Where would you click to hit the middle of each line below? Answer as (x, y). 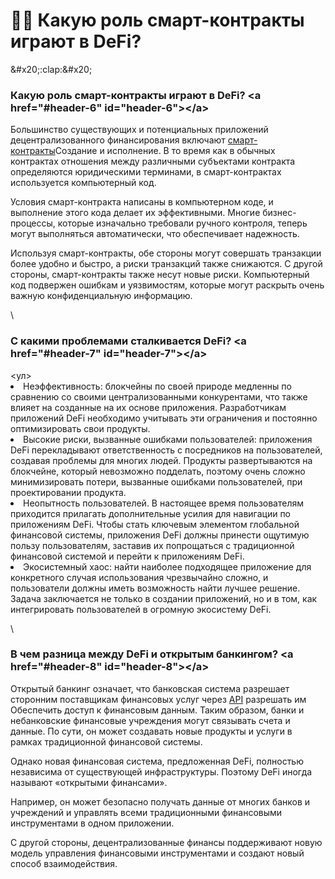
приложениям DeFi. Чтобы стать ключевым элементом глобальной (155, 524)
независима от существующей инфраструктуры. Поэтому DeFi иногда (161, 771)
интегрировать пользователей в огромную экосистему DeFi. (141, 609)
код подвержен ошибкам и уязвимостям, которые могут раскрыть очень (167, 285)
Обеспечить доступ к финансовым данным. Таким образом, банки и (157, 710)
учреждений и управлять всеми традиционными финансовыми (146, 812)
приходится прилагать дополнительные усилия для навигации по (151, 513)
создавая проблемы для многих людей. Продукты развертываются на (161, 460)
